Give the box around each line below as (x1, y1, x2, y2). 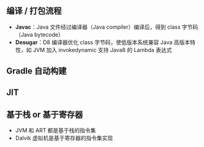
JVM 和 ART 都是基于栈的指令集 (15, 127, 96, 134)
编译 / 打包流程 (6, 6, 62, 17)
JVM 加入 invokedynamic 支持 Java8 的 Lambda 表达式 (32, 46, 172, 53)
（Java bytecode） (15, 31, 64, 38)
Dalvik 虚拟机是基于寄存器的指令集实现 (15, 134, 113, 142)
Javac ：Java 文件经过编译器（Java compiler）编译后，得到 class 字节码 (15, 23, 198, 31)
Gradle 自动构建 (6, 66, 67, 77)
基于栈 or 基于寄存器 (6, 109, 83, 119)
